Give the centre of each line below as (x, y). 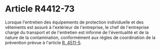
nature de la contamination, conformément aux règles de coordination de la (80, 37)
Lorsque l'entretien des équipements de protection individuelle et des (74, 22)
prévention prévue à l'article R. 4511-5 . (43, 42)
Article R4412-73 (40, 9)
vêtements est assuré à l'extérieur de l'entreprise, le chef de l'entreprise (77, 27)
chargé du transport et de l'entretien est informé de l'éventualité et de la (77, 32)
